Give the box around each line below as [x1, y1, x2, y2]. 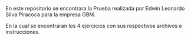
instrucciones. [5, 28, 40, 35]
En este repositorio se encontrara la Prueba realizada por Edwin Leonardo [5, 5, 185, 12]
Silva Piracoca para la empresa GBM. [5, 11, 95, 18]
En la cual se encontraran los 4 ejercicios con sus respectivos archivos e [5, 23, 182, 29]
